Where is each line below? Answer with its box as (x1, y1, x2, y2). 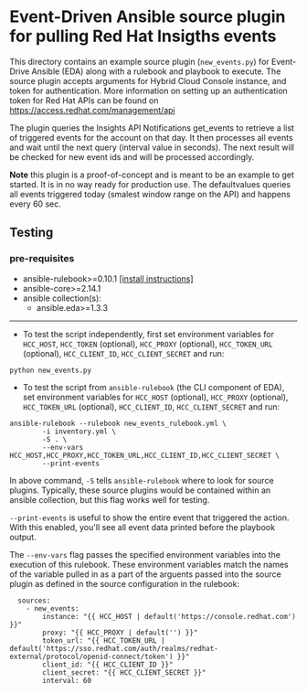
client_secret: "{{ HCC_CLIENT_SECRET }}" (42, 667, 206, 677)
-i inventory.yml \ (42, 427, 117, 436)
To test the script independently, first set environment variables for (22, 328, 274, 339)
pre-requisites (9, 252, 75, 265)
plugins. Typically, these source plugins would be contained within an (9, 485, 271, 496)
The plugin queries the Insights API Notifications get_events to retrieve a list (9, 122, 295, 133)
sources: (17, 596, 51, 605)
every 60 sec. (9, 198, 61, 209)
